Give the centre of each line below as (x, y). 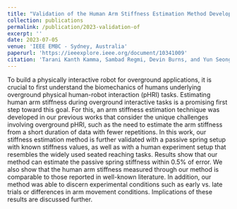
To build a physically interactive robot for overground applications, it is (109, 80)
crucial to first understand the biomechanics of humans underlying (104, 87)
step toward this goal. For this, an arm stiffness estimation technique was (114, 109)
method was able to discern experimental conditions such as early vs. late (115, 184)
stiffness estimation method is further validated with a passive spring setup (117, 139)
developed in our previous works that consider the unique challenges (108, 117)
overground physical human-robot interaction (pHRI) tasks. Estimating (109, 94)
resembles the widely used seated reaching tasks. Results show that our (113, 154)
